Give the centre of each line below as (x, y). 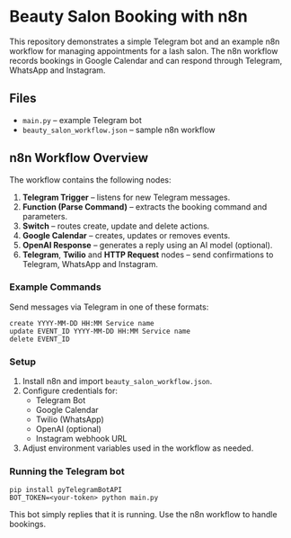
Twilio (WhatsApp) (70, 419)
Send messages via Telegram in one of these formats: (109, 307)
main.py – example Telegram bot (82, 120)
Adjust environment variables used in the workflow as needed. (138, 448)
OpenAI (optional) (68, 429)
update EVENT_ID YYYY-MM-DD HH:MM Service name (100, 331)
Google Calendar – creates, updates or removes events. (126, 235)
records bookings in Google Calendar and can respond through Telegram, (146, 60)
